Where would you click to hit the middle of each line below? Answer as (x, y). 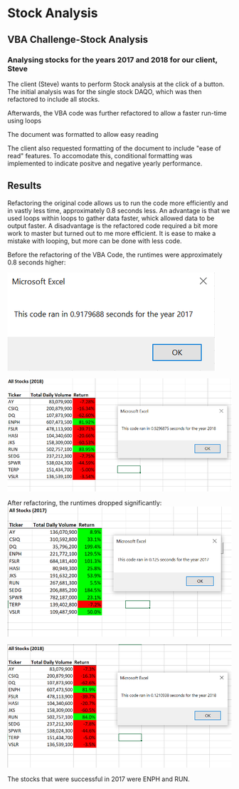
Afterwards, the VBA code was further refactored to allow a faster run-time (117, 113)
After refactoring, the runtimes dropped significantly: (85, 503)
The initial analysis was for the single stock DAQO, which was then (105, 91)
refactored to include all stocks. (54, 99)
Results (25, 186)
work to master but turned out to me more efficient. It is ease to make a (112, 233)
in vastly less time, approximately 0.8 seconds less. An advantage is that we (119, 210)
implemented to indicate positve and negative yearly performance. (105, 163)
